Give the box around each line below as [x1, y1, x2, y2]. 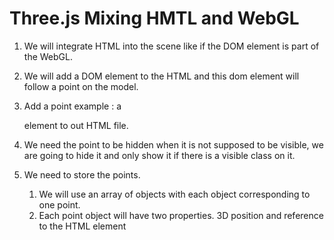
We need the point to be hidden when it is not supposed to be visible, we [23, 138, 324, 151]
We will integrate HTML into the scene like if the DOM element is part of [23, 40, 320, 52]
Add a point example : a [23, 100, 122, 112]
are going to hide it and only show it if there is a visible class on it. [23, 149, 296, 161]
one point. [38, 198, 81, 211]
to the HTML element [38, 220, 127, 232]
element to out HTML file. [23, 119, 129, 131]
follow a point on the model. [23, 80, 139, 92]
